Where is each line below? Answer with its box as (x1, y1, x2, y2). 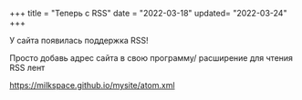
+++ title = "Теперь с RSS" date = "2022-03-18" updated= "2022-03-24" (9, 8, 287, 18)
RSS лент (9, 63, 46, 73)
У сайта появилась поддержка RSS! (9, 35, 149, 45)
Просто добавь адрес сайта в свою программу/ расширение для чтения (9, 53, 294, 63)
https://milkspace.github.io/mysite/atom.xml (9, 80, 175, 90)
